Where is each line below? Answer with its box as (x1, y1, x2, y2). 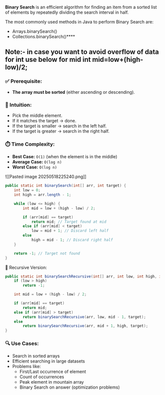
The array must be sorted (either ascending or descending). (12, 89, 135, 95)
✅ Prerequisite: (5, 78, 42, 85)
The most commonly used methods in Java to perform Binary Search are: (5, 19, 154, 25)
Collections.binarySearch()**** (12, 34, 75, 39)
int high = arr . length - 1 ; (14, 193, 71, 197)
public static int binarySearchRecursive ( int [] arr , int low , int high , (5, 274, 157, 279)
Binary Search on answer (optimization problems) (19, 384, 120, 390)
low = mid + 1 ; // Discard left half (31, 228, 109, 233)
